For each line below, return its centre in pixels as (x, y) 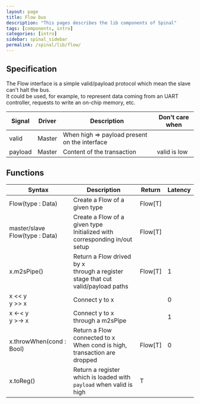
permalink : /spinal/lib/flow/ (44, 45)
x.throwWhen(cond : (38, 341)
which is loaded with (102, 377)
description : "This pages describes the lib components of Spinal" (92, 23)
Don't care (174, 117)
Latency (179, 189)
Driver (47, 121)
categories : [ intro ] (32, 34)
